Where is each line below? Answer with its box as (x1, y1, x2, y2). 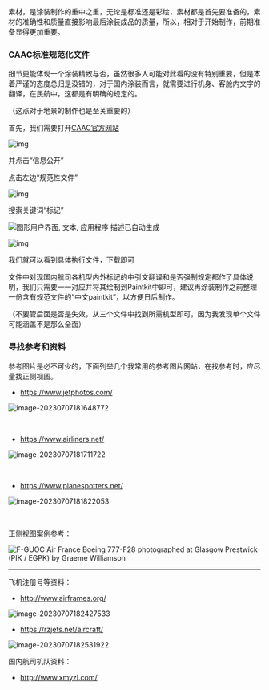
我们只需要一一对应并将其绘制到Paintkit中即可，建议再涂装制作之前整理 (22, 282, 258, 292)
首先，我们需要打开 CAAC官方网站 (8, 123, 120, 133)
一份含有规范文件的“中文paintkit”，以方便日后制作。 (8, 292, 179, 302)
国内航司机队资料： (8, 656, 72, 666)
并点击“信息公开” (8, 156, 64, 165)
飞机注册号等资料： (8, 577, 72, 586)
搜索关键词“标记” (8, 206, 64, 215)
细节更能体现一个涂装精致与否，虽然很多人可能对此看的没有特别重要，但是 (8, 69, 254, 79)
